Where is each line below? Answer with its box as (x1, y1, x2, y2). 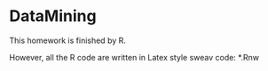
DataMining (9, 6, 97, 26)
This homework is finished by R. (9, 35, 127, 46)
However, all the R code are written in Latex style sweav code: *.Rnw (9, 52, 260, 62)
